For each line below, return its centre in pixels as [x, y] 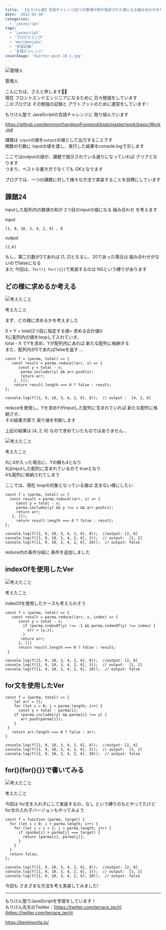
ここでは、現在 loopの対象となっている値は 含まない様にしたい [69, 485]
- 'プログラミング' [27, 38]
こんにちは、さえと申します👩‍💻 [36, 92]
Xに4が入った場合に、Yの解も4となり [43, 462]
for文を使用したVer [35, 686]
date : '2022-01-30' [25, 14]
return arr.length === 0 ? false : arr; [54, 732]
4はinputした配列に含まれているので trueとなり [53, 468]
